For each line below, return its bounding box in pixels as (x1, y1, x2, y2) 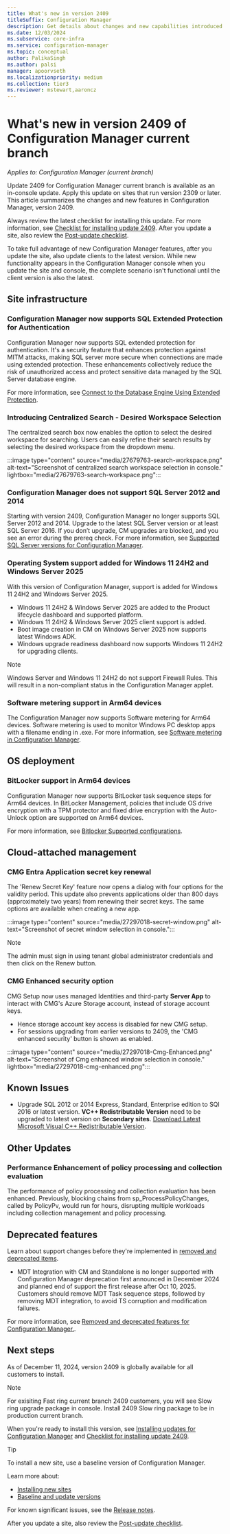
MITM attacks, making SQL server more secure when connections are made (7, 353, 223, 361)
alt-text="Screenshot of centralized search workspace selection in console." (7, 463, 223, 472)
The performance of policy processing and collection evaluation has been (7, 1187, 216, 1195)
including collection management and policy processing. (7, 1209, 167, 1217)
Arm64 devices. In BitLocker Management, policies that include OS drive (7, 799, 213, 807)
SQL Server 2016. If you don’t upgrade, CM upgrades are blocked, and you (7, 527, 218, 535)
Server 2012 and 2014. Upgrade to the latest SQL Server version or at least (7, 519, 218, 527)
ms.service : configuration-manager (7, 42, 109, 49)
